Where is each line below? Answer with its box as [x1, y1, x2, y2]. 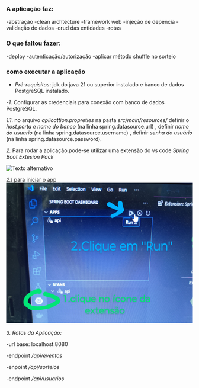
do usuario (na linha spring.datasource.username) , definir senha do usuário [6, 129, 192, 136]
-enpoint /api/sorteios [6, 364, 60, 371]
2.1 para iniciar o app [6, 176, 57, 183]
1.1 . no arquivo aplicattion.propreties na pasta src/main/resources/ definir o [6, 116, 190, 123]
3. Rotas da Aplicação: [6, 329, 62, 336]
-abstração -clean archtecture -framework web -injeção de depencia [6, 18, 175, 25]
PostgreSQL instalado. [14, 87, 70, 94]
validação [6, 24, 30, 31]
